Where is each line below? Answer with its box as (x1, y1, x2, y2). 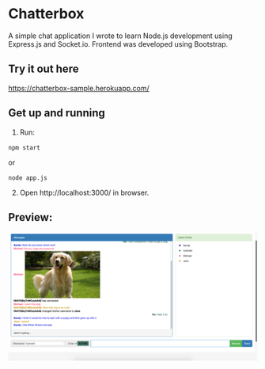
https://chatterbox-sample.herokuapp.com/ (8, 83, 150, 93)
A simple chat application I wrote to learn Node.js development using (8, 31, 233, 40)
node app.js (8, 173, 47, 182)
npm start (8, 143, 41, 151)
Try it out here (8, 63, 79, 76)
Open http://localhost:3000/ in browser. (19, 188, 150, 197)
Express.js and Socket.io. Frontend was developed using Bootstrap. (8, 39, 229, 48)
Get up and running (8, 106, 105, 120)
